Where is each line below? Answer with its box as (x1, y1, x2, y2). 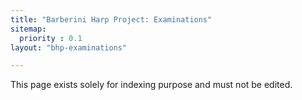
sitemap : (10, 24, 47, 34)
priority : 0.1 (19, 33, 83, 43)
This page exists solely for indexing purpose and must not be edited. (10, 79, 293, 91)
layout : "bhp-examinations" (10, 42, 128, 53)
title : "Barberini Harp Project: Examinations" (10, 14, 213, 25)
